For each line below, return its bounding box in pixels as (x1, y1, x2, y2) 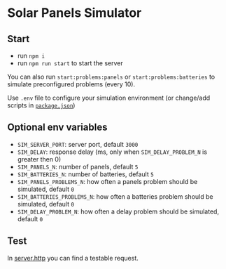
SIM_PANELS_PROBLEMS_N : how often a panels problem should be (17, 177, 198, 185)
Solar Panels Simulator (7, 5, 142, 21)
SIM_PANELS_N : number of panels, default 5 (17, 162, 139, 171)
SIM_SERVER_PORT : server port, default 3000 (17, 140, 139, 148)
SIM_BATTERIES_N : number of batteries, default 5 (17, 170, 154, 178)
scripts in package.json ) (7, 101, 76, 110)
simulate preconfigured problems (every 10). (7, 80, 135, 88)
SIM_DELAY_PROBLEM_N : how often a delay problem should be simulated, (17, 207, 219, 216)
